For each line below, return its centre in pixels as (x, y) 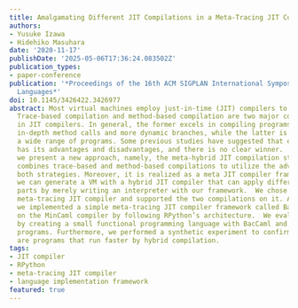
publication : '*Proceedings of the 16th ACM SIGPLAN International (137, 83)
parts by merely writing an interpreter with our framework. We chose (153, 191)
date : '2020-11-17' (45, 51)
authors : (25, 26)
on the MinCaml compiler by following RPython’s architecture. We (145, 215)
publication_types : (45, 67)
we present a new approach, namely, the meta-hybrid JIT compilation (148, 158)
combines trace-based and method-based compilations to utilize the (146, 166)
